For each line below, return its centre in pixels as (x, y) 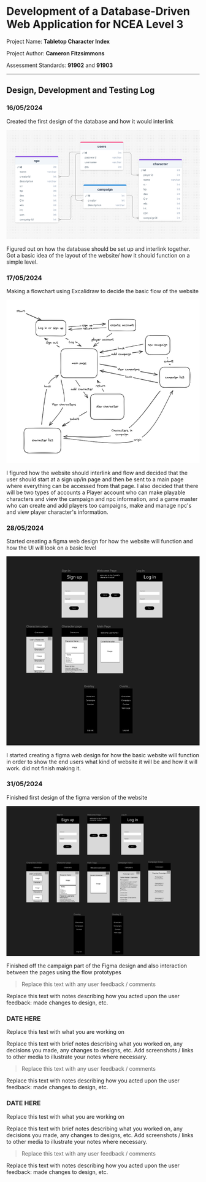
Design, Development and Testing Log (81, 90)
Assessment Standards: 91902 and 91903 (60, 65)
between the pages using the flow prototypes (64, 972)
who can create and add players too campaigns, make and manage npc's (99, 505)
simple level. (22, 262)
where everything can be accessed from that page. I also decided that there (102, 486)
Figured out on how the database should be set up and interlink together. (98, 249)
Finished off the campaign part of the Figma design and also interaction (97, 966)
